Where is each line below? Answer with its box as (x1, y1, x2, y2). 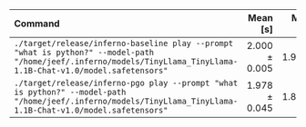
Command (14, 17, 61, 30)
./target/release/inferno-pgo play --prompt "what (14, 78, 239, 88)
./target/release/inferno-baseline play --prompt (14, 38, 234, 48)
